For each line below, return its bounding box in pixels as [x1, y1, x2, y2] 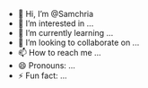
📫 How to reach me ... [17, 48, 101, 57]
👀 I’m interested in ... [17, 18, 94, 29]
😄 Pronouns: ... [17, 60, 76, 71]
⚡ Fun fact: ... [17, 70, 67, 81]
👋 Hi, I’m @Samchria [17, 9, 94, 19]
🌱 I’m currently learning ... [17, 28, 114, 38]
